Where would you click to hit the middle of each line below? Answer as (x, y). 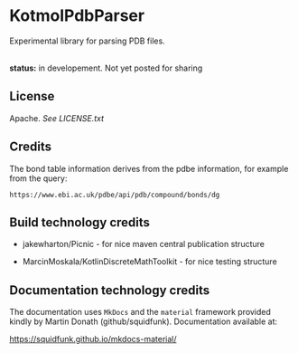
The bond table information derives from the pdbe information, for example (149, 168)
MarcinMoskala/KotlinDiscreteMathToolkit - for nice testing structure (149, 262)
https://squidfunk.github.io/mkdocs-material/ (93, 339)
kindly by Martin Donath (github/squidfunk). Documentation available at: (144, 321)
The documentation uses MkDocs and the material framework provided (140, 312)
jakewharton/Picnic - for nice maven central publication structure (143, 244)
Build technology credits (80, 222)
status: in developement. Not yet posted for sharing (106, 68)
